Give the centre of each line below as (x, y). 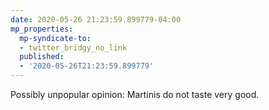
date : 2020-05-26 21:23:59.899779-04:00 (96, 19)
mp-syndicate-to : (55, 38)
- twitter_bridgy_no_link (73, 47)
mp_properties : (42, 29)
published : (42, 57)
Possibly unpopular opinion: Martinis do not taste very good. (135, 94)
